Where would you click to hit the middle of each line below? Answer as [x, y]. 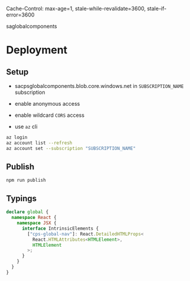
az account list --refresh [39, 143]
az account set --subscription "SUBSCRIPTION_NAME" [71, 148]
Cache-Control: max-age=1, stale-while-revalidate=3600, [76, 9]
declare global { [27, 212]
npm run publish [26, 180]
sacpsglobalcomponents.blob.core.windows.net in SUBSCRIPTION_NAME [99, 86]
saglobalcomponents [32, 26]
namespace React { [34, 218]
